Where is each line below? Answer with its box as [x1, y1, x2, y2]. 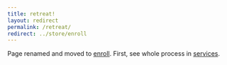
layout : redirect [7, 17, 59, 24]
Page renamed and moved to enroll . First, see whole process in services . [7, 49, 220, 58]
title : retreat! [7, 10, 55, 18]
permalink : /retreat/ [7, 23, 72, 30]
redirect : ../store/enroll [7, 30, 87, 37]
